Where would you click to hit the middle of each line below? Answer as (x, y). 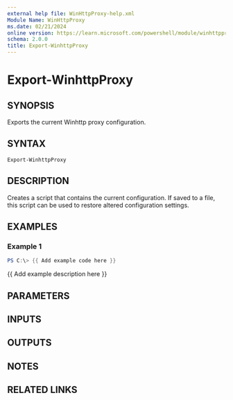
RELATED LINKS (42, 390)
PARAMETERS (38, 296)
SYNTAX (27, 144)
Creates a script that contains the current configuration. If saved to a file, (111, 197)
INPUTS (24, 319)
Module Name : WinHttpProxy (46, 20)
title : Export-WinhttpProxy (48, 46)
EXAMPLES (32, 227)
